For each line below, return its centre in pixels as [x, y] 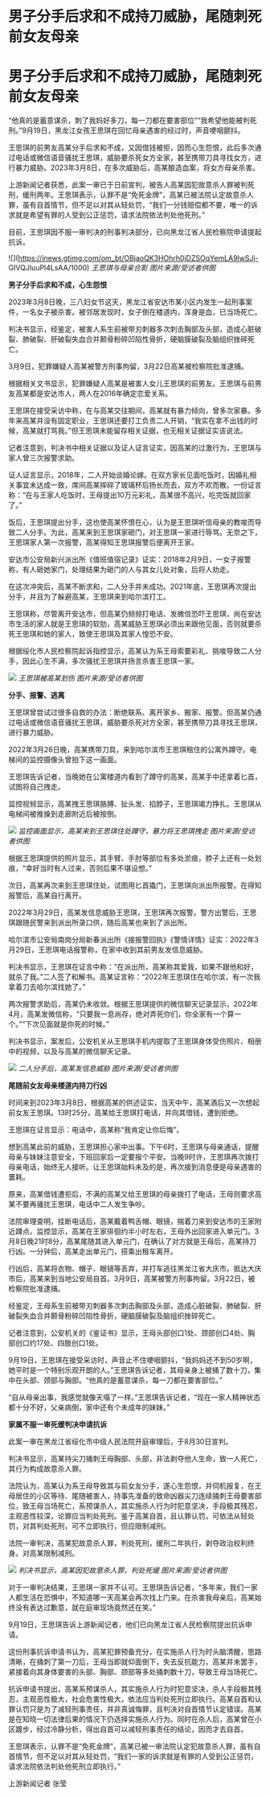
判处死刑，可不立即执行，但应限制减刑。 [103, 1526]
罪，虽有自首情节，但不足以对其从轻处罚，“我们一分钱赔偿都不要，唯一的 [130, 205]
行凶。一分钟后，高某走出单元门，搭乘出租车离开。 [93, 1251]
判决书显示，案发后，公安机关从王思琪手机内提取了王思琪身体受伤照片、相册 [135, 1041]
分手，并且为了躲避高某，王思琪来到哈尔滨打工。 [89, 597]
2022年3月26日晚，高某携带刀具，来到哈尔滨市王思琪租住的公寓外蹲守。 [129, 750]
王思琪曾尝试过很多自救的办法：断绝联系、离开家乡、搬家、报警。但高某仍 [131, 712]
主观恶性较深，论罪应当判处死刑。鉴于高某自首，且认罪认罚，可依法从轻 [128, 1516]
